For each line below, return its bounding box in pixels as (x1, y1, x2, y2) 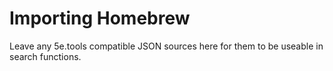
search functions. (9, 50, 82, 62)
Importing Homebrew (9, 7, 191, 30)
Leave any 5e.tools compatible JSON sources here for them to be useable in (9, 40, 324, 52)
